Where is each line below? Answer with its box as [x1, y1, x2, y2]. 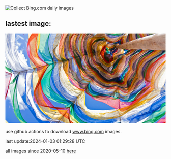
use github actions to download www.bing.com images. [5, 129, 122, 135]
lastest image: [5, 19, 51, 28]
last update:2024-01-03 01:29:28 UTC [5, 138, 85, 144]
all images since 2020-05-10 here [5, 148, 76, 154]
